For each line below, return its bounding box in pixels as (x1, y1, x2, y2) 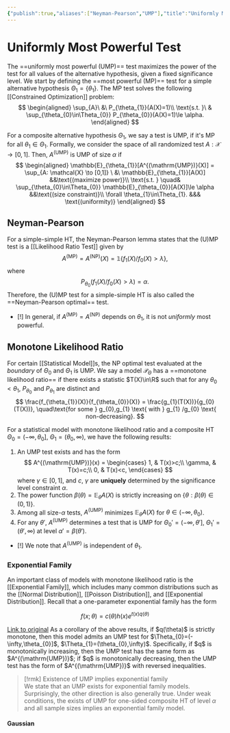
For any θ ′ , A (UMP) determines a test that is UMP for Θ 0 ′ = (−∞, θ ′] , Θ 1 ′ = (16, 517, 220, 528)
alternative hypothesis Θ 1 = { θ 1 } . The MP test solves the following (7, 83, 192, 94)
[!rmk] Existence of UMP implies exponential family (23, 675, 168, 683)
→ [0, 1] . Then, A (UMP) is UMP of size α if (7, 149, 122, 158)
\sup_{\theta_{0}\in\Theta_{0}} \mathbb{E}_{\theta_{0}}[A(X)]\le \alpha (16, 183, 214, 191)
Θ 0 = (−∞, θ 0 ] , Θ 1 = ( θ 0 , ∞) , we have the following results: (7, 433, 172, 442)
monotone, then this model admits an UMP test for (7, 632, 149, 641)
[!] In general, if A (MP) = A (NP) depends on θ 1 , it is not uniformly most (16, 311, 211, 322)
